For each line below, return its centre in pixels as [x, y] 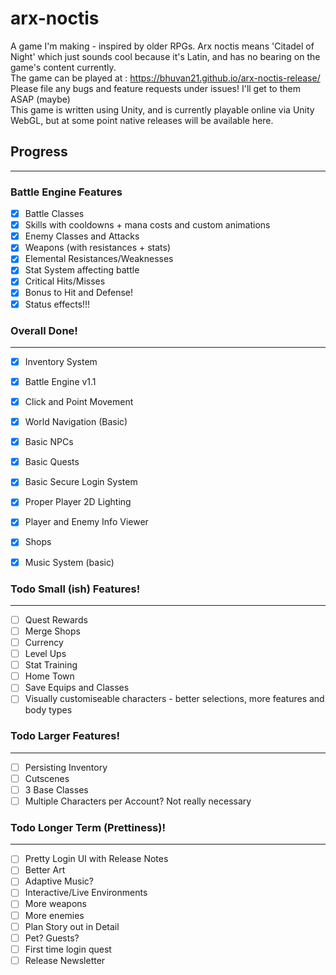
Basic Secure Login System [81, 482]
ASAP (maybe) [40, 99]
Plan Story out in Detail [72, 926]
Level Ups [45, 654]
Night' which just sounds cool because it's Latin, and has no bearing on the [165, 56]
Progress [39, 152]
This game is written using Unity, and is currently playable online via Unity [162, 109]
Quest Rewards [56, 619]
